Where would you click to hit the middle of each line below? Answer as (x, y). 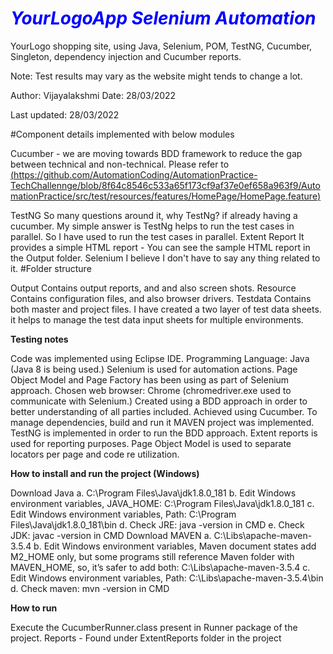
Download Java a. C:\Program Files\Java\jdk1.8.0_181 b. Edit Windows (153, 493)
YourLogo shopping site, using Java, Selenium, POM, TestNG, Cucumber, (161, 46)
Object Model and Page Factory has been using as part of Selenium (150, 379)
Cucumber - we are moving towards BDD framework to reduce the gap (156, 153)
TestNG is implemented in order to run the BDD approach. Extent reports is (164, 433)
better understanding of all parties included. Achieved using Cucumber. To (164, 411)
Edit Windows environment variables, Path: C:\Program (123, 514)
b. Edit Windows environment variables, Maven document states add (175, 546)
